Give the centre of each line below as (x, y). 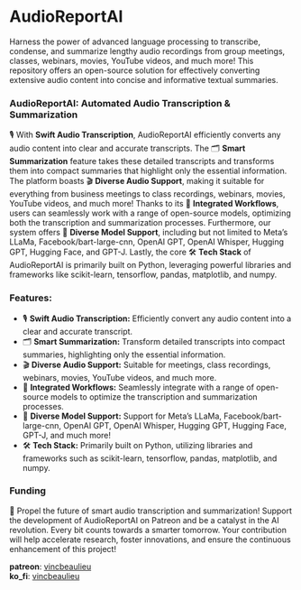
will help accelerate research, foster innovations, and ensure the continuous (150, 539)
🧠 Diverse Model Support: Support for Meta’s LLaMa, (122, 416)
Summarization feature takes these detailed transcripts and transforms (142, 161)
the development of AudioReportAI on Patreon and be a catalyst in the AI (144, 520)
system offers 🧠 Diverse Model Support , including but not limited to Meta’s (149, 233)
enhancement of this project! (63, 549)
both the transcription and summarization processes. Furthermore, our (141, 223)
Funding (28, 491)
